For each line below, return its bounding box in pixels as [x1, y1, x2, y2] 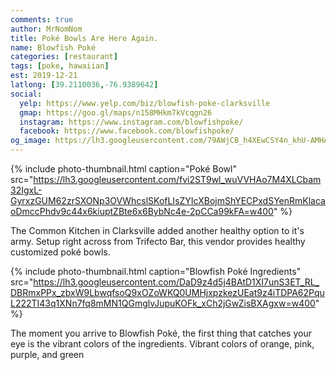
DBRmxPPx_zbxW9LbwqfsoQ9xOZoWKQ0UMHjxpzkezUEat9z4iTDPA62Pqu [10, 287, 325, 298]
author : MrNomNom [10, 24, 83, 34]
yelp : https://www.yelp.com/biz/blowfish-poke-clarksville [19, 98, 271, 108]
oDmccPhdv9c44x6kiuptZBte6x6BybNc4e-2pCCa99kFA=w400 [10, 206, 274, 217]
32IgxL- [10, 184, 43, 196]
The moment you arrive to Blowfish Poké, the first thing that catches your [10, 327, 312, 339]
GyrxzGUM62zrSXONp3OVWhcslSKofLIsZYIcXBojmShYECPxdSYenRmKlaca [10, 195, 326, 206]
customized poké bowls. [10, 246, 111, 258]
